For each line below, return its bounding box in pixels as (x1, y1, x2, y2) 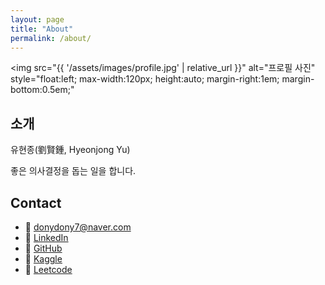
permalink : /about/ (10, 33, 92, 43)
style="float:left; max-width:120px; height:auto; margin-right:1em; (10, 73, 280, 85)
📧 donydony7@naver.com (24, 221, 132, 233)
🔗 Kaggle (24, 253, 63, 265)
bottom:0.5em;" (10, 84, 75, 96)
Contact (10, 194, 62, 211)
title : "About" (10, 24, 74, 34)
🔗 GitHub (24, 242, 63, 254)
